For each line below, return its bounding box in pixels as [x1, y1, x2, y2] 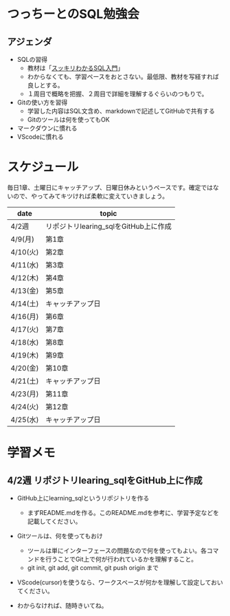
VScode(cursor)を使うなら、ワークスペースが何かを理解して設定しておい [16, 578, 223, 586]
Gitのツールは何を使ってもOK [27, 115, 110, 124]
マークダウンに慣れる [16, 124, 78, 132]
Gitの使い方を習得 [16, 98, 68, 107]
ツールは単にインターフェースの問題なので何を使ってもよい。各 [27, 546, 207, 554]
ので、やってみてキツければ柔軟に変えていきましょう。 [12, 192, 169, 200]
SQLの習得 [16, 56, 48, 63]
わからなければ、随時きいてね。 [16, 601, 108, 609]
